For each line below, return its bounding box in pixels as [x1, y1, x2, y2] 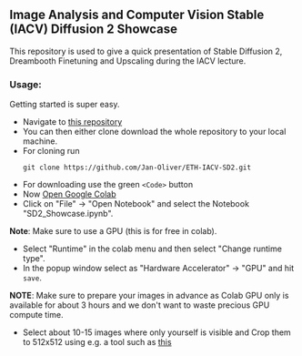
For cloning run [22, 146, 80, 157]
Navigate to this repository [22, 117, 123, 127]
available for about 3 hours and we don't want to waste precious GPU [9, 300, 270, 310]
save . [22, 272, 43, 283]
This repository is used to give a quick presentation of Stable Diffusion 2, [9, 46, 283, 56]
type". [22, 253, 45, 264]
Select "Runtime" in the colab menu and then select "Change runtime [22, 243, 282, 254]
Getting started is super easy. [9, 99, 120, 110]
